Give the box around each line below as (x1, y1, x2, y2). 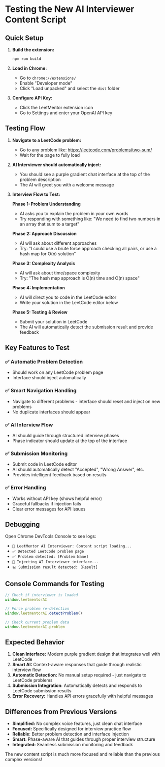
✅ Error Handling (5, 484, 46, 491)
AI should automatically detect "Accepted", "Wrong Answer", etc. (12, 466, 144, 473)
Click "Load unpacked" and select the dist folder (19, 85, 120, 91)
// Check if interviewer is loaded (5, 592, 78, 598)
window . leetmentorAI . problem (5, 624, 65, 629)
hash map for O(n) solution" (19, 251, 76, 257)
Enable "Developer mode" (19, 80, 72, 86)
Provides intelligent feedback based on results (12, 472, 107, 478)
